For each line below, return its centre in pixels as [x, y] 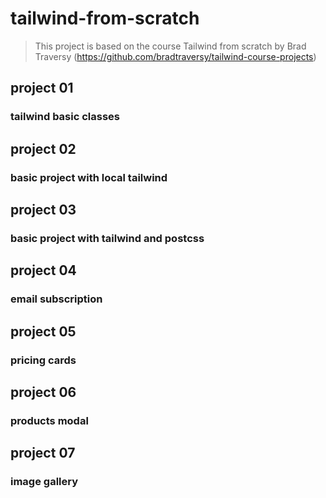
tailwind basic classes [65, 117]
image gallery [44, 482]
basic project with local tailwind [89, 177]
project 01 [42, 88]
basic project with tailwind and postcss [107, 238]
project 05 [43, 331]
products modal [49, 420]
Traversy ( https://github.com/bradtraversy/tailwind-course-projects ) [175, 56]
